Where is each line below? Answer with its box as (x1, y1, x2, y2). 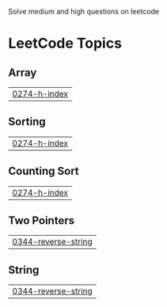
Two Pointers (8, 214, 75, 228)
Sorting (8, 115, 46, 129)
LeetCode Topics (8, 35, 123, 52)
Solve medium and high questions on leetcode (8, 7, 160, 16)
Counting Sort (8, 165, 79, 178)
